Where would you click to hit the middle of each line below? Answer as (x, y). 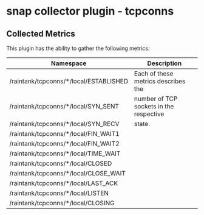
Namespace (69, 63)
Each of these (154, 73)
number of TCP (156, 99)
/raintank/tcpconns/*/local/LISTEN (59, 193)
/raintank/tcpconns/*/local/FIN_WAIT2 (64, 143)
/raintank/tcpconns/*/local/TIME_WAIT (65, 153)
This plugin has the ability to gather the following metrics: (78, 48)
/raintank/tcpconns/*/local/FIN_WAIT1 (64, 134)
